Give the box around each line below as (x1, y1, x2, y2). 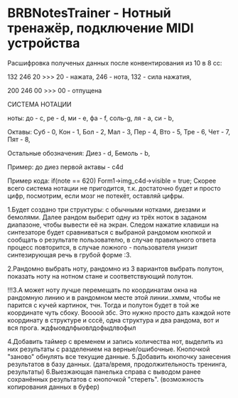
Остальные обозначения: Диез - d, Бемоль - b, (7, 149, 151, 157)
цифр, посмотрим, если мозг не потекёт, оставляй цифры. (7, 191, 185, 200)
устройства (7, 36, 80, 51)
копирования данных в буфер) (7, 382, 99, 391)
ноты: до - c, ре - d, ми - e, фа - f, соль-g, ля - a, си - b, (7, 114, 174, 122)
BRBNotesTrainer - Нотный (7, 5, 172, 21)
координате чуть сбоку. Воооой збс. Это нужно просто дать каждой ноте (7, 308, 231, 317)
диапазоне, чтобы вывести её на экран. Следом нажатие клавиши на (7, 220, 219, 229)
